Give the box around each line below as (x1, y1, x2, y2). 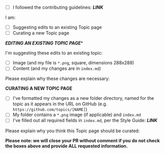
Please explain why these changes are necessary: (5, 75, 110, 82)
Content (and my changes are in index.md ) (12, 65, 102, 71)
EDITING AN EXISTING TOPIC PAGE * (5, 40, 83, 46)
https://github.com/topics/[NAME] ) (12, 106, 87, 112)
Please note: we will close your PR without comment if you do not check (5, 137, 160, 143)
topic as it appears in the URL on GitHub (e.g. (12, 101, 108, 107)
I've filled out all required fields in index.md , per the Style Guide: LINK (12, 118, 157, 124)
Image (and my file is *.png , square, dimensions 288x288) (12, 60, 135, 66)
